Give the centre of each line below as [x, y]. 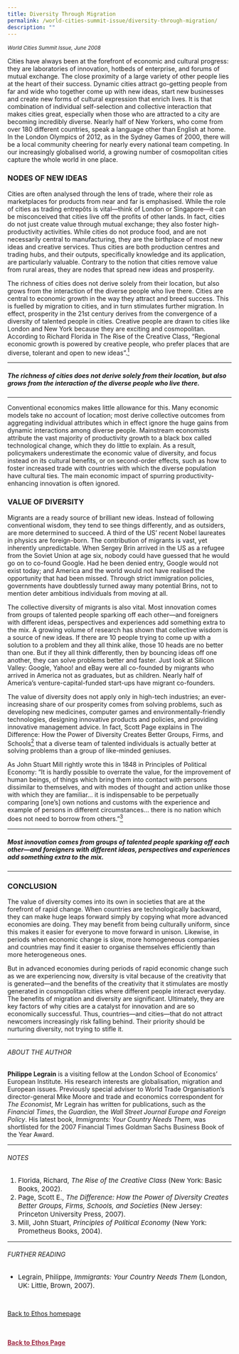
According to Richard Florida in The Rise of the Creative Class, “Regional [114, 336]
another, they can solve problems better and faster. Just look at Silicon [111, 660]
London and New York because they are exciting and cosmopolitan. [107, 329]
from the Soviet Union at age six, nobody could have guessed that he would [118, 555]
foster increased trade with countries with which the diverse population [112, 468]
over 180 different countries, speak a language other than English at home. [117, 130]
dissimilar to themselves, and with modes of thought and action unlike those [119, 787]
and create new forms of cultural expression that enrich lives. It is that [110, 99]
